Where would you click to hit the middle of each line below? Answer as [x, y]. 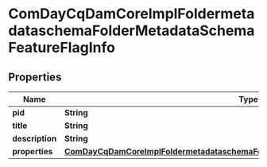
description [35, 138]
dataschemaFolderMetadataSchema [132, 31]
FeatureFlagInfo [62, 48]
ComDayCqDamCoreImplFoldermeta [132, 14]
